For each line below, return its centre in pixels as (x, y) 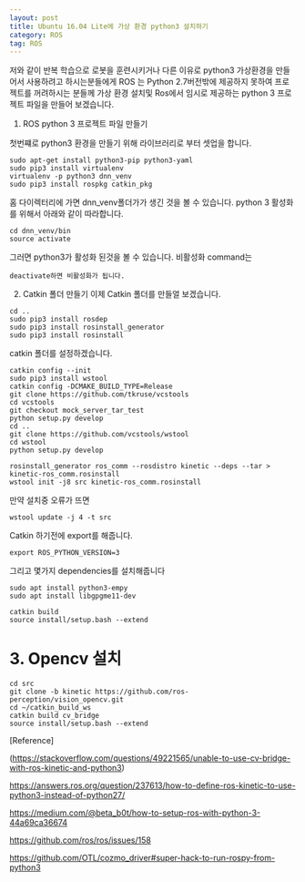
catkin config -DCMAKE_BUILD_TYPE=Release (91, 387)
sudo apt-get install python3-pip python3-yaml (102, 160)
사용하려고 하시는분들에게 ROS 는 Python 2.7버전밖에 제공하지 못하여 (149, 82)
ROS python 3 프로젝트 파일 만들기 (85, 124)
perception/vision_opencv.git (67, 700)
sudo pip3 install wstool (58, 379)
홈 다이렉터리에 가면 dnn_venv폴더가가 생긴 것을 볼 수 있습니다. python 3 (140, 202)
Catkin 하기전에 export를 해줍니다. (71, 536)
